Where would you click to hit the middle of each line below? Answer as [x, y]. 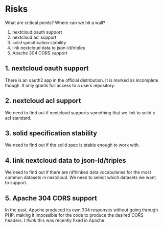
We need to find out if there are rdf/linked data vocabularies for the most [78, 172]
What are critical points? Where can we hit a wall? [55, 23]
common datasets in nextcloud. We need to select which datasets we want [81, 177]
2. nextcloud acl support [43, 101]
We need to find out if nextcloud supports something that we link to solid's [80, 113]
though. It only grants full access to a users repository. [60, 85]
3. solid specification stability [51, 133]
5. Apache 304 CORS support [51, 198]
